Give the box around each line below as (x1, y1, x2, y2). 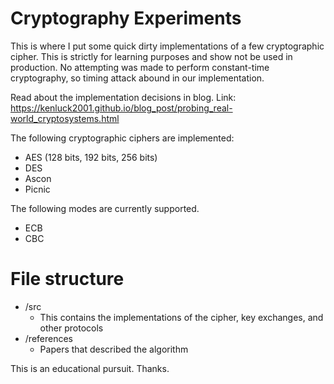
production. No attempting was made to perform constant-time (10, 61, 270, 73)
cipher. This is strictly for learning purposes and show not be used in (10, 50, 293, 62)
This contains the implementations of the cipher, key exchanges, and (39, 311, 324, 323)
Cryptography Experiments (10, 7, 242, 30)
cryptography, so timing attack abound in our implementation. (10, 72, 265, 84)
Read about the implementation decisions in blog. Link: (10, 91, 237, 103)
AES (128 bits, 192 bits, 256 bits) (24, 151, 158, 163)
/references (24, 332, 73, 344)
